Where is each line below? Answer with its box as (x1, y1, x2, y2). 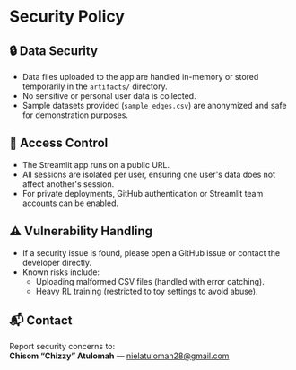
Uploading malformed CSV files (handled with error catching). (35, 276, 265, 286)
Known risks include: (22, 267, 100, 277)
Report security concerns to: (9, 341, 116, 352)
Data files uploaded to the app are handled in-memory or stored (22, 72, 259, 82)
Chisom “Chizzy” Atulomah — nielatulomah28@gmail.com (9, 350, 230, 361)
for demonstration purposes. (22, 110, 128, 120)
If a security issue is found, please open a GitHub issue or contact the (22, 247, 281, 258)
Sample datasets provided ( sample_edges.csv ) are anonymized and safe (22, 101, 287, 110)
